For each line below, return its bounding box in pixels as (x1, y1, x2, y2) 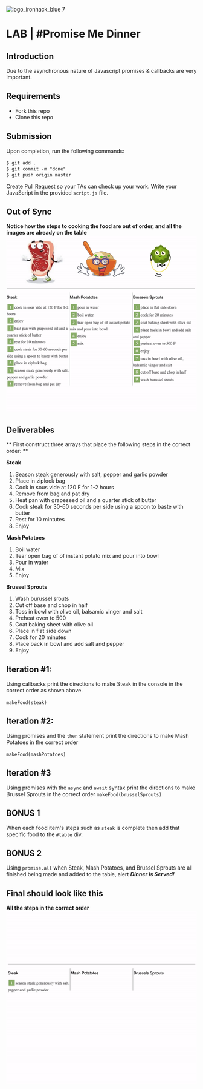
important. (6, 73, 32, 81)
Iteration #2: (6, 716, 54, 726)
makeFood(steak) (6, 700, 47, 706)
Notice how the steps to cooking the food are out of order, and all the (6, 223, 182, 230)
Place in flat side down (14, 628, 72, 635)
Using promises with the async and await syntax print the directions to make (6, 784, 195, 791)
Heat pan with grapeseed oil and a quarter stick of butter (14, 497, 157, 504)
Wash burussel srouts (14, 595, 69, 603)
